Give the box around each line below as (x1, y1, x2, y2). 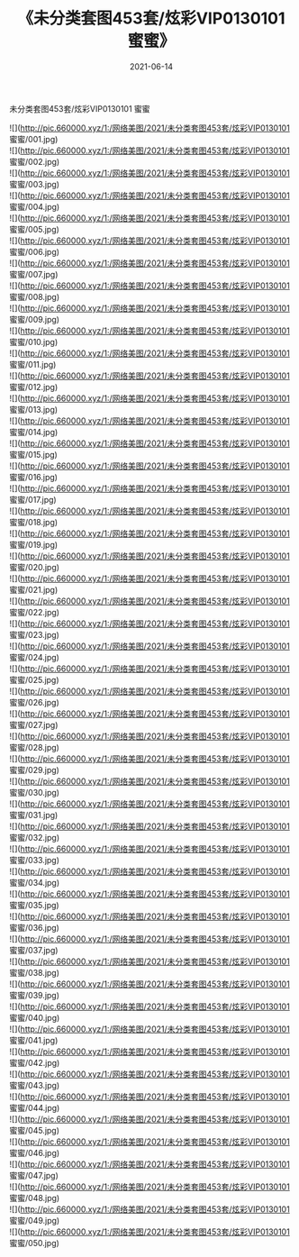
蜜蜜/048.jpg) (9, 1192, 60, 1203)
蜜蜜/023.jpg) (9, 629, 60, 640)
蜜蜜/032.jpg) (9, 832, 60, 843)
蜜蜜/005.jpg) (9, 223, 60, 234)
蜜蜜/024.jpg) (9, 651, 60, 662)
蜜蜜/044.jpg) (9, 1102, 60, 1113)
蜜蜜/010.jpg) (9, 336, 59, 347)
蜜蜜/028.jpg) (9, 742, 60, 752)
